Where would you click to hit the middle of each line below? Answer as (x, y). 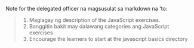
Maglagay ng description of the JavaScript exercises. (95, 20)
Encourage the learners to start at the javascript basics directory (108, 39)
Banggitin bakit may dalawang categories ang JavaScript (99, 26)
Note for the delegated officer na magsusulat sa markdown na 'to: (87, 9)
